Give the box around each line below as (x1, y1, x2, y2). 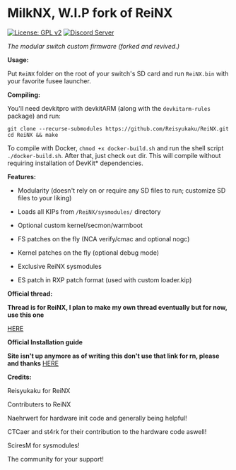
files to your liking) (17, 193, 72, 202)
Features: (7, 172, 37, 181)
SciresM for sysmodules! (7, 441, 80, 450)
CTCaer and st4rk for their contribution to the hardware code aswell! (7, 427, 207, 435)
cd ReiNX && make (7, 131, 59, 138)
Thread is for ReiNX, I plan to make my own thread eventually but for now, (7, 303, 228, 311)
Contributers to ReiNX (7, 400, 71, 409)
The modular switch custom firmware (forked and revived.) (7, 42, 180, 50)
